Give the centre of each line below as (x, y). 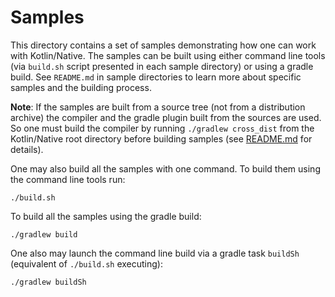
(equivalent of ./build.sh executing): (86, 263)
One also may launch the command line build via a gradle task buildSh (155, 253)
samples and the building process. (81, 87)
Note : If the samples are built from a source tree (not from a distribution (158, 107)
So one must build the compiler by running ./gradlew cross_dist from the (162, 128)
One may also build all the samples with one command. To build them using (165, 168)
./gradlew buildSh (48, 282)
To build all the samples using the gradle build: (106, 216)
